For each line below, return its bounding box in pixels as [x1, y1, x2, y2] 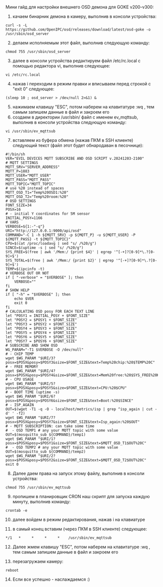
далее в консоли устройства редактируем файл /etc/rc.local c [12, 58, 141, 64]
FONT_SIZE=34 [5, 203, 32, 208]
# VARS [5, 220, 19, 225]
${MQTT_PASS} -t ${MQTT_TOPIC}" [5, 237, 71, 242]
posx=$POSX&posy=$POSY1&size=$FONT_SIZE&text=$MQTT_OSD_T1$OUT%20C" [5, 441, 147, 446]
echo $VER [14, 296, 34, 301]
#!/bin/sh [5, 152, 26, 157]
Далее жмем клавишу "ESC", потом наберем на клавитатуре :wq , [12, 544, 150, 550]
